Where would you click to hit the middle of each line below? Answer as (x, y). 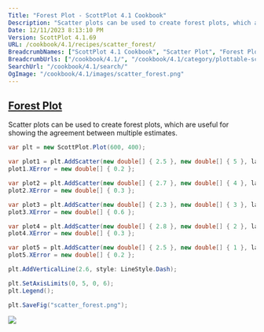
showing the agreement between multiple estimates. (93, 133)
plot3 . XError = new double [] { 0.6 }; (71, 212)
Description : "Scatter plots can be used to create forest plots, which (130, 23)
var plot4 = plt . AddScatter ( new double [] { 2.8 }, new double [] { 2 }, (128, 226)
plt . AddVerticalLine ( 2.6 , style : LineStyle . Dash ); (93, 269)
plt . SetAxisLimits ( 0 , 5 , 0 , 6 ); (61, 283)
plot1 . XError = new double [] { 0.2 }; (71, 169)
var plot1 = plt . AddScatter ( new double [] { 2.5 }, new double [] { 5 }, (128, 162)
